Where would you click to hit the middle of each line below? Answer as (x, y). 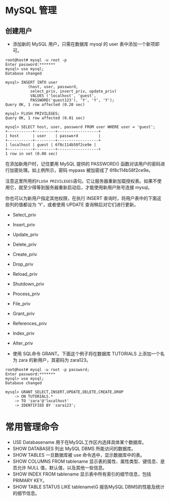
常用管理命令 (32, 427)
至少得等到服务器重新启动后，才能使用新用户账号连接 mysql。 (88, 187)
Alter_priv (23, 343)
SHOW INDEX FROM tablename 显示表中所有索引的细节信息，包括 (82, 474)
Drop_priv (23, 264)
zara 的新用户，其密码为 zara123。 (55, 360)
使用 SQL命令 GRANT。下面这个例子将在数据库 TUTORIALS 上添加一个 (86, 354)
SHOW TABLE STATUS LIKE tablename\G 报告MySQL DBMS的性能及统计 (89, 487)
